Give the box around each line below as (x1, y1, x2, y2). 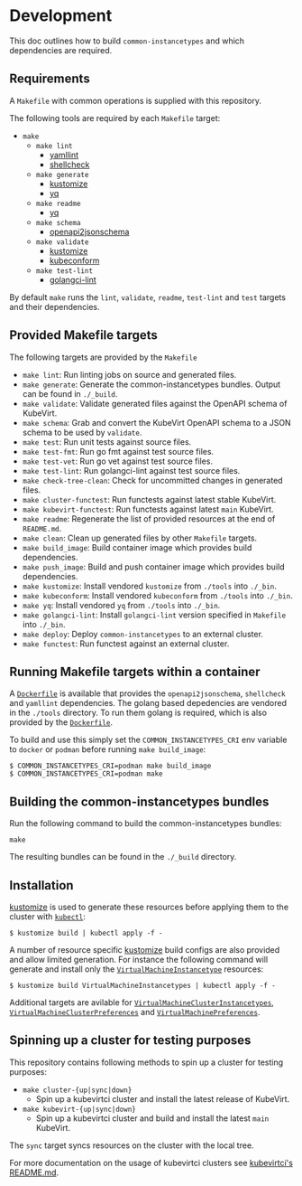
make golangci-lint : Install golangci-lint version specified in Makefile (22, 609, 287, 620)
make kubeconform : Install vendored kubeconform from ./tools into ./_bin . (22, 589, 293, 601)
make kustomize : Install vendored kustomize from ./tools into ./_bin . (22, 580, 278, 591)
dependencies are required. (9, 44, 113, 55)
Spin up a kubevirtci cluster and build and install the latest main (35, 1113, 270, 1124)
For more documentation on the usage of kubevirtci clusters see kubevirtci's (9, 1157, 293, 1168)
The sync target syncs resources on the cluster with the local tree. (9, 1140, 254, 1151)
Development (9, 5, 113, 26)
